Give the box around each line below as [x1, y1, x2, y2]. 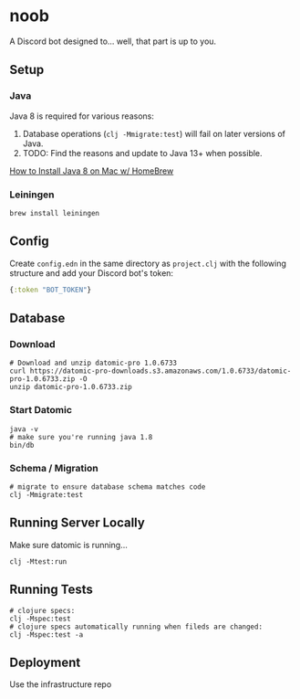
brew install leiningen [9, 208, 100, 217]
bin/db [9, 440, 35, 450]
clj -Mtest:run [9, 556, 67, 567]
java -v [9, 424, 39, 434]
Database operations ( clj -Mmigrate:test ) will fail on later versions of [22, 128, 285, 139]
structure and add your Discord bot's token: [9, 267, 174, 279]
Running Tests [9, 582, 93, 598]
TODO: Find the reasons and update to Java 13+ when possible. [22, 147, 263, 158]
